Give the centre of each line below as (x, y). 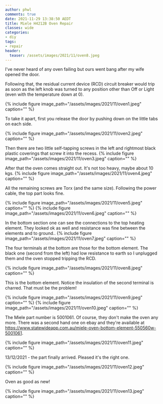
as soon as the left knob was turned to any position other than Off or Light (80, 89)
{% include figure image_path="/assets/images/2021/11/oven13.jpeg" (75, 391)
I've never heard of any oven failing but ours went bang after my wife (75, 69)
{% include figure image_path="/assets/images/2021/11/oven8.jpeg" (74, 268)
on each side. (19, 124)
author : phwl (18, 10)
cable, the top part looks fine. (35, 193)
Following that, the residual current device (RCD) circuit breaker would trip (80, 84)
